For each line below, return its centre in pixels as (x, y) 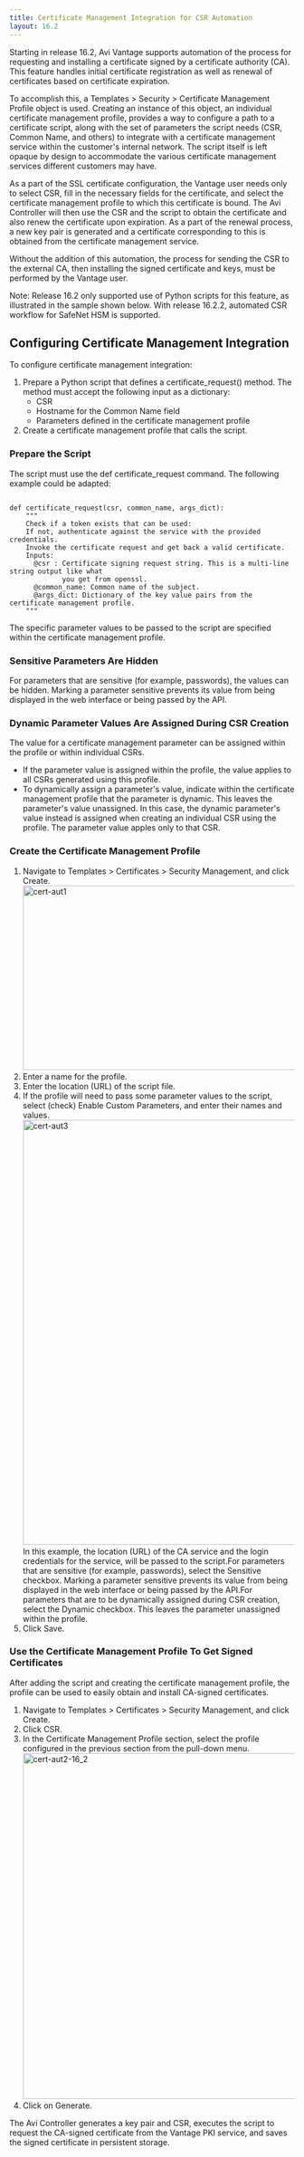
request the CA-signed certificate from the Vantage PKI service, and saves (148, 2133)
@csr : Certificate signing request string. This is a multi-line (161, 563)
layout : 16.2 (34, 26)
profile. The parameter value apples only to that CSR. (121, 828)
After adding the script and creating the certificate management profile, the (150, 1682)
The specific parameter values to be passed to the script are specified (140, 628)
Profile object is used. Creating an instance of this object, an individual (141, 108)
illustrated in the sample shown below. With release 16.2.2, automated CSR (148, 305)
